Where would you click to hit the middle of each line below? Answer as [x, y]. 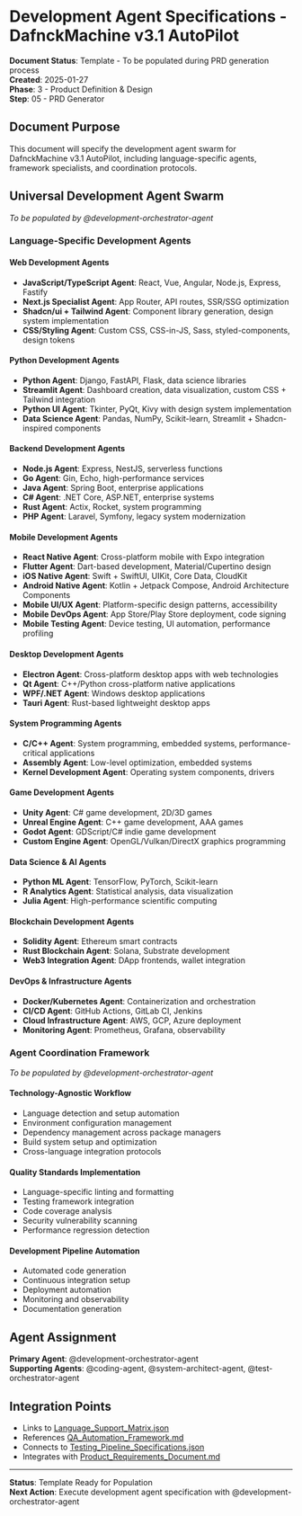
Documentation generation [72, 1309]
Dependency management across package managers [122, 1133]
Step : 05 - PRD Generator [57, 98]
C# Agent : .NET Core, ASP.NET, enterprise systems [118, 497]
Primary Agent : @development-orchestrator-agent [104, 1359]
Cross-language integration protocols [92, 1152]
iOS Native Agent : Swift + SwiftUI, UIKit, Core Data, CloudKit [135, 576]
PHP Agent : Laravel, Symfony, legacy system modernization [133, 517]
